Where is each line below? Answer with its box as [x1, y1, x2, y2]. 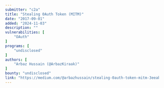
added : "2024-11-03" [5, 21, 47, 26]
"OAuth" [14, 35, 29, 40]
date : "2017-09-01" [5, 16, 45, 21]
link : [5, 75, 16, 80]
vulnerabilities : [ [5, 30, 45, 35]
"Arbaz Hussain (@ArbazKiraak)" [14, 62, 80, 66]
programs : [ [5, 44, 29, 48]
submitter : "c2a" [5, 7, 41, 12]
